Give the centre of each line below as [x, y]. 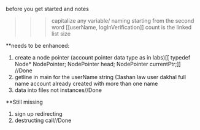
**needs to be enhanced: [38, 46]
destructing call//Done [43, 120]
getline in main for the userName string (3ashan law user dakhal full [100, 77]
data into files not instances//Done [58, 90]
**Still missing [25, 102]
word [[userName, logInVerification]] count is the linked [121, 27]
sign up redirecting [38, 114]
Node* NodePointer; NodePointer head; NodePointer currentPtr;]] [98, 64]
